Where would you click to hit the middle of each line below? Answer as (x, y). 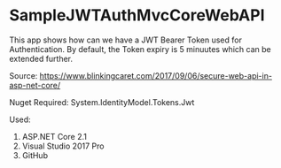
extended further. (41, 58)
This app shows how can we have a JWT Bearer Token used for (125, 40)
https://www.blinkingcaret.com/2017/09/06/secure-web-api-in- (156, 75)
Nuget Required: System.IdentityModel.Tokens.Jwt (102, 102)
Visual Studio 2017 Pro (63, 146)
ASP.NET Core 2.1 (54, 136)
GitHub (35, 155)
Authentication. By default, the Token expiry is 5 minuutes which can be (140, 49)
